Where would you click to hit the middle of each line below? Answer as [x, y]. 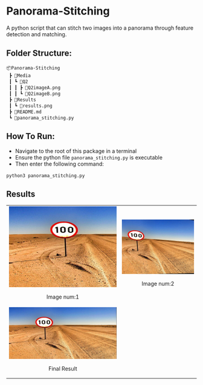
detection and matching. [37, 34]
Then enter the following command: [60, 164]
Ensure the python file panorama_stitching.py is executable [89, 157]
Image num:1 [63, 297]
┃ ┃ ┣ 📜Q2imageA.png [35, 88]
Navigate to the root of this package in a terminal [76, 151]
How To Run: [31, 136]
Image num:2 [158, 283]
